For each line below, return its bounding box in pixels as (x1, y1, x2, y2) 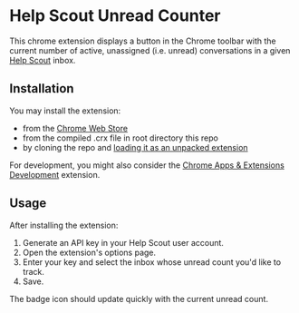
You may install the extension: (9, 105, 121, 116)
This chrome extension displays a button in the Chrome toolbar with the (9, 35, 276, 46)
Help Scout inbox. (9, 54, 76, 65)
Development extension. (9, 169, 101, 180)
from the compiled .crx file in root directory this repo (22, 132, 219, 143)
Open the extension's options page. (22, 247, 157, 258)
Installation (9, 81, 74, 96)
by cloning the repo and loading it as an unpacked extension (22, 142, 248, 152)
